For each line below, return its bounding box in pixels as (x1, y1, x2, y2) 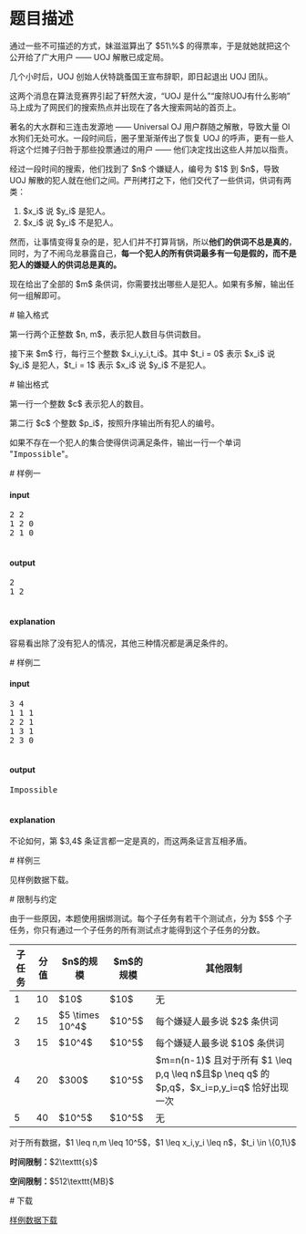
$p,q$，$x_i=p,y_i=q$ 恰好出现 (155, 1082, 290, 1094)
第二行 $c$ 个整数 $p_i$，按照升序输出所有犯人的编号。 (9, 417, 220, 429)
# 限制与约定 (9, 894, 57, 905)
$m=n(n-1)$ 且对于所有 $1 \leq (155, 1054, 292, 1067)
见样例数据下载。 (9, 875, 74, 886)
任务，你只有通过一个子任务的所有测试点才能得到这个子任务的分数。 (9, 925, 265, 936)
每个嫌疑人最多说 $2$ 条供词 (155, 1015, 280, 1028)
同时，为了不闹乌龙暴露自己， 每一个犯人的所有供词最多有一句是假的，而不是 (9, 247, 297, 258)
